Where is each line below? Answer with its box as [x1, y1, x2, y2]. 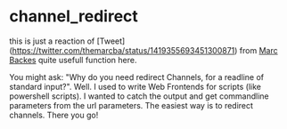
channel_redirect [9, 6, 138, 27]
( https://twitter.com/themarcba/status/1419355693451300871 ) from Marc [9, 44, 278, 55]
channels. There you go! [9, 109, 99, 120]
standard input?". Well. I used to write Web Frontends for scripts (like [9, 81, 261, 92]
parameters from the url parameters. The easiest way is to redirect [9, 100, 254, 110]
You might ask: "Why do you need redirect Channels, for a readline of [9, 71, 265, 82]
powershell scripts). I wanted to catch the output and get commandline [9, 91, 269, 101]
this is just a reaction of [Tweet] [9, 36, 126, 46]
